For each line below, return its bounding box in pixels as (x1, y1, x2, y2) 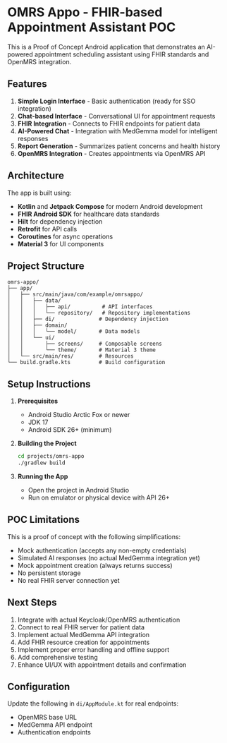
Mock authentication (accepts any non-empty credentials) (17, 546, 187, 555)
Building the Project (17, 439, 77, 448)
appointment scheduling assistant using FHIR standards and (34, 50, 209, 59)
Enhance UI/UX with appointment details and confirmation (17, 660, 187, 669)
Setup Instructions (7, 378, 91, 390)
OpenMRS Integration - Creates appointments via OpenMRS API (17, 149, 206, 157)
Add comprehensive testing (17, 653, 98, 661)
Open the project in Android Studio (27, 485, 129, 494)
